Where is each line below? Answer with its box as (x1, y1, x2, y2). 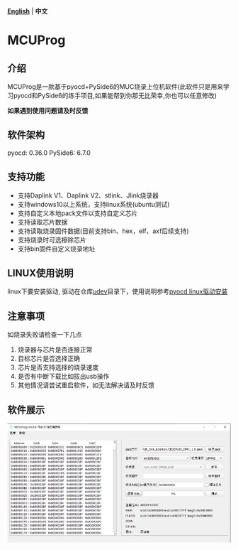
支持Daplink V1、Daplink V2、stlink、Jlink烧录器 (17, 191, 159, 200)
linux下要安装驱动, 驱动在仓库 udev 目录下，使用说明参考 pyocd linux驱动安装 (7, 287, 228, 296)
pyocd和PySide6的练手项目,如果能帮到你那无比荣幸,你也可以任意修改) (13, 92, 217, 99)
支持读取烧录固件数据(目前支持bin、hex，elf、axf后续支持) (17, 227, 189, 235)
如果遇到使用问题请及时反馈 (7, 107, 89, 114)
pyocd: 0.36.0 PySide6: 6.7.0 (7, 149, 91, 157)
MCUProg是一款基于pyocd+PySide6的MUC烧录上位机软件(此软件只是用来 (7, 82, 224, 91)
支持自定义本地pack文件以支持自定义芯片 (17, 209, 138, 217)
